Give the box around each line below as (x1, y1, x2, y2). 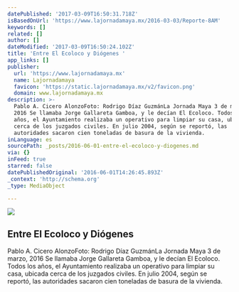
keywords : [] (7, 23, 46, 31)
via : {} (7, 149, 31, 156)
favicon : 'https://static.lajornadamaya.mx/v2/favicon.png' (14, 83, 196, 90)
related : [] (7, 30, 43, 38)
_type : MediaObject (7, 182, 65, 189)
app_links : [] (7, 57, 50, 64)
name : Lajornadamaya (14, 76, 75, 84)
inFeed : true (7, 156, 46, 163)
